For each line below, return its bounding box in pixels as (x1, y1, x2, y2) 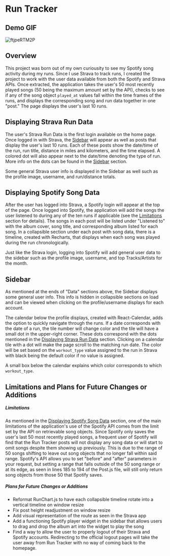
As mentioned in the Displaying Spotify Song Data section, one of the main (5, 418, 161, 424)
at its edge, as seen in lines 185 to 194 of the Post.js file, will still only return (5, 466, 162, 472)
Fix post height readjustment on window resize (12, 507, 111, 513)
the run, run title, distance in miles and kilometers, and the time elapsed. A (5, 147, 160, 153)
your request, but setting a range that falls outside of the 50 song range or (5, 461, 161, 467)
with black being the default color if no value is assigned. (5, 352, 125, 359)
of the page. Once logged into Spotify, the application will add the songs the (5, 207, 164, 213)
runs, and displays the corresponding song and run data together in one (5, 97, 156, 103)
